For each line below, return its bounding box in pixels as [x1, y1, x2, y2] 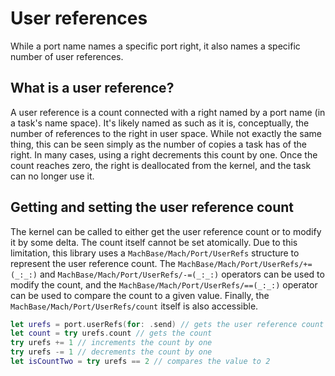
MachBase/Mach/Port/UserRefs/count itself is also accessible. [10, 300, 259, 312]
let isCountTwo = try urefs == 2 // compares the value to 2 [10, 357, 271, 367]
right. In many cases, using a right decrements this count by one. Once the [10, 148, 318, 161]
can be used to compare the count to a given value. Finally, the [10, 289, 270, 301]
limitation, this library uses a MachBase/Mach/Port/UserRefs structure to [10, 247, 300, 259]
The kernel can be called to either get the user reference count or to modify [10, 225, 322, 237]
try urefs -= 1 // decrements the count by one [10, 347, 213, 357]
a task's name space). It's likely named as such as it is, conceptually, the [10, 117, 310, 129]
